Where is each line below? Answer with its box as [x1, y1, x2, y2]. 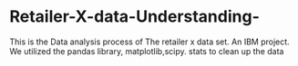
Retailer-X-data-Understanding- [9, 6, 260, 27]
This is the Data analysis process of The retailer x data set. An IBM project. [9, 36, 290, 47]
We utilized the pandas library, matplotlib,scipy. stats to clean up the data [9, 45, 284, 56]
